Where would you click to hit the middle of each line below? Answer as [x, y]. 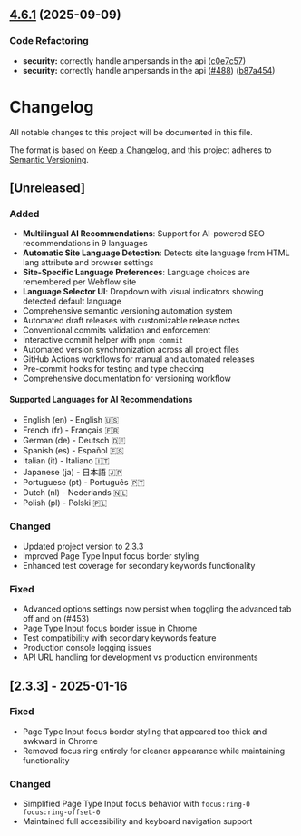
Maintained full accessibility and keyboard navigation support [137, 821]
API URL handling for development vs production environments [140, 657]
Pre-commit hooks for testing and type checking [113, 369]
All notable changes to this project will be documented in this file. [131, 132]
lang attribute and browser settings [88, 263]
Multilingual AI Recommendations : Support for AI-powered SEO [143, 234]
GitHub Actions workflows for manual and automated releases [139, 359]
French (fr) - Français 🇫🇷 [71, 430]
